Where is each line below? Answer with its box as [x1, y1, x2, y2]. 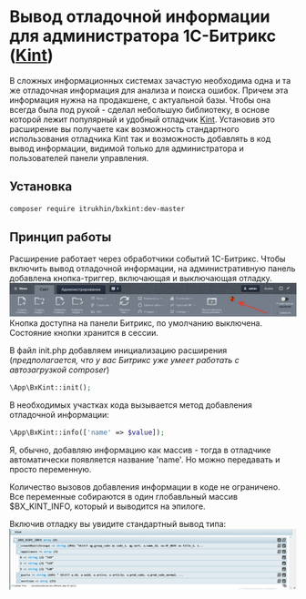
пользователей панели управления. [9, 152, 149, 163]
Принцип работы [9, 229, 112, 245]
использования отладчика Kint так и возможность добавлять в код [9, 133, 271, 144]
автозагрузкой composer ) [9, 364, 110, 375]
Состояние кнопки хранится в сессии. [9, 328, 159, 338]
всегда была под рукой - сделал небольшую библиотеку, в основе [9, 104, 270, 115]
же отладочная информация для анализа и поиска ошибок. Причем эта [9, 85, 289, 96]
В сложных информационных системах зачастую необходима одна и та [9, 75, 291, 86]
